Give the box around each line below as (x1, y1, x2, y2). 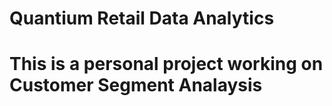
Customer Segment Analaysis (9, 74, 263, 97)
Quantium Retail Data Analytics (9, 7, 275, 30)
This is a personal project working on (9, 53, 324, 76)
